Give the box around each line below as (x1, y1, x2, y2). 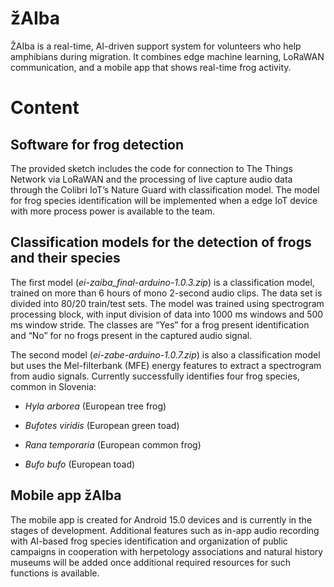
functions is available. (10, 567, 100, 579)
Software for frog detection (10, 136, 185, 153)
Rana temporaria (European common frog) (24, 438, 202, 451)
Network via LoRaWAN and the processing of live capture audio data (10, 173, 293, 185)
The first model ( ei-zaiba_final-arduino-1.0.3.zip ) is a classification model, (10, 276, 315, 288)
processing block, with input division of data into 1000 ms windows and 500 (10, 308, 324, 320)
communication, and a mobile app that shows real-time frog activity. (10, 61, 292, 73)
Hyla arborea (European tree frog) (24, 400, 167, 412)
